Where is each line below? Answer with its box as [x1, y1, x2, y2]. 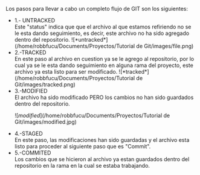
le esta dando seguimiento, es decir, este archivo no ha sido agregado [14, 30, 190, 37]
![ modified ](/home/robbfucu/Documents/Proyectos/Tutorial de [14, 112, 170, 119]
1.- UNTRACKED [14, 17, 56, 24]
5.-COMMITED [14, 149, 51, 156]
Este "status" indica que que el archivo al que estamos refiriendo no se [14, 24, 192, 30]
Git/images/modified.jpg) [14, 118, 77, 126]
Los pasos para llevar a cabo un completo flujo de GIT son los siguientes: [5, 5, 189, 12]
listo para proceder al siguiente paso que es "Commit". [14, 143, 151, 150]
